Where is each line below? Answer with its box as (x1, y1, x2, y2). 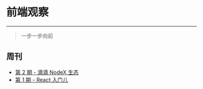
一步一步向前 (21, 32, 53, 39)
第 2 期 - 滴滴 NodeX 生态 (14, 69, 79, 76)
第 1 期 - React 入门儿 (14, 76, 68, 83)
